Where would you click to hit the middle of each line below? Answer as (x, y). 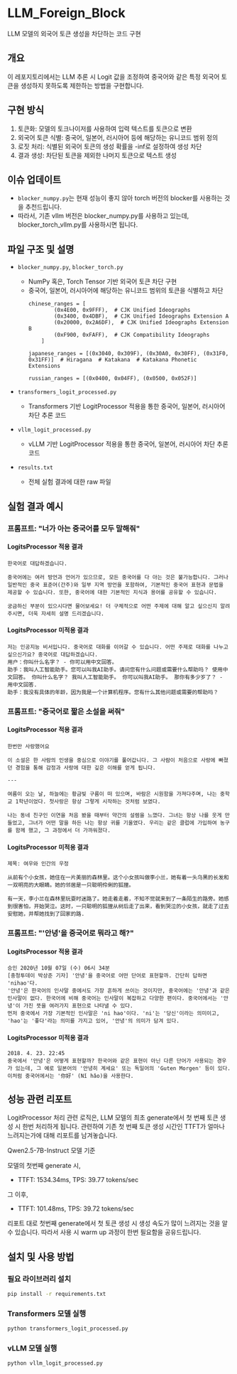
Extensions (44, 366)
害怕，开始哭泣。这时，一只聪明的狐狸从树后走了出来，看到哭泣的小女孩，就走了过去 (123, 907)
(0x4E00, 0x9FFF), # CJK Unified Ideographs (122, 310)
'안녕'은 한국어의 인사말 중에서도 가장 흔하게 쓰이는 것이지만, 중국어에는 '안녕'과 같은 (119, 991)
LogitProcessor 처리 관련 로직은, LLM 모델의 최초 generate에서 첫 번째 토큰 (113, 1118)
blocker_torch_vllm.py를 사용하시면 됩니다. (78, 225)
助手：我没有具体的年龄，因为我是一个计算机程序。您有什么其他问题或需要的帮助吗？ (113, 692)
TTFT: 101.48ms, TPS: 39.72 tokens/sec (76, 1208)
